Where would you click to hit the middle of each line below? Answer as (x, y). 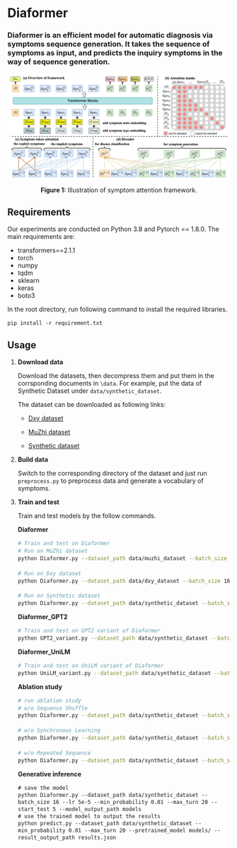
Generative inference (50, 774)
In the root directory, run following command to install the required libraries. (117, 309)
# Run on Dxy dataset (49, 573)
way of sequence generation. (59, 62)
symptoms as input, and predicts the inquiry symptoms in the (115, 53)
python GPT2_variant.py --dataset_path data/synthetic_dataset (113, 638)
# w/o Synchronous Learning (59, 731)
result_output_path (46, 837)
